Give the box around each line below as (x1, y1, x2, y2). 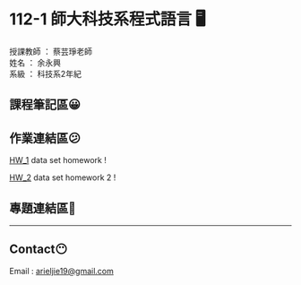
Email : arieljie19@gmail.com (9, 265, 114, 276)
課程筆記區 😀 (9, 97, 81, 113)
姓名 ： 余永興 (9, 56, 61, 68)
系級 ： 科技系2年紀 (9, 68, 82, 79)
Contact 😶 (9, 242, 68, 257)
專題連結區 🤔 (9, 200, 76, 216)
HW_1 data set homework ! (9, 155, 107, 166)
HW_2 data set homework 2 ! (9, 172, 116, 183)
